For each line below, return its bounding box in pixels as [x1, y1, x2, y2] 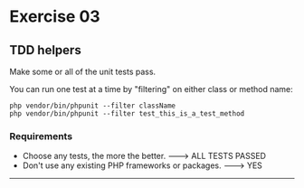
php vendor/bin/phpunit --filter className [9, 101, 176, 110]
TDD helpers [9, 42, 81, 58]
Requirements [9, 129, 73, 142]
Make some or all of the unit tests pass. [9, 66, 157, 77]
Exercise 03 [9, 6, 101, 27]
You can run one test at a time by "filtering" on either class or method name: [9, 84, 294, 94]
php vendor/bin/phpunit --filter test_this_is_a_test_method [9, 109, 245, 118]
